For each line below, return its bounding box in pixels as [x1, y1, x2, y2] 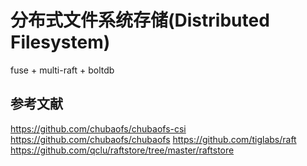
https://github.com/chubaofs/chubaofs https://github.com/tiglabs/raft [10, 133, 297, 145]
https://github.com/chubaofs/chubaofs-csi [10, 122, 187, 135]
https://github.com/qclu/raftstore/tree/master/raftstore [10, 144, 235, 156]
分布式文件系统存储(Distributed [10, 9, 270, 32]
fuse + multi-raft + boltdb [10, 64, 115, 76]
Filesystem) [10, 31, 111, 54]
